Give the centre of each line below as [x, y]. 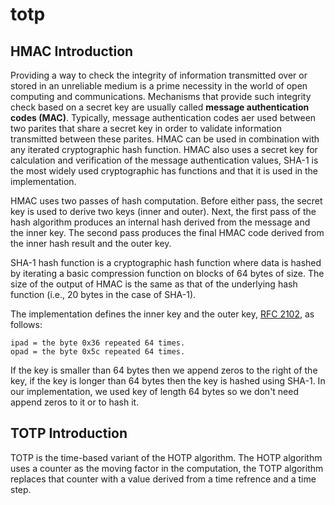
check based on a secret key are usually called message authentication [160, 107]
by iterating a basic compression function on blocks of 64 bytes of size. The [167, 273]
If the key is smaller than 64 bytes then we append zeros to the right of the [164, 370]
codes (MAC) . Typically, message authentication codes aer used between [163, 117]
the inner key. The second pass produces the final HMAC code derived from [167, 232]
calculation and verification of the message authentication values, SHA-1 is [164, 160]
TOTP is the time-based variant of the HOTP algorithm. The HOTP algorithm [166, 457]
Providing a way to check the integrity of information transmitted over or [159, 75]
